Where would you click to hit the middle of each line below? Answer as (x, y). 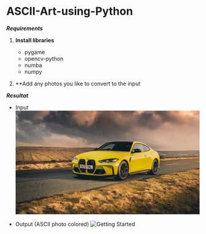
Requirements (25, 28)
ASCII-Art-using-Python (70, 11)
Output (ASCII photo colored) (52, 224)
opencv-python (44, 58)
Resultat (17, 95)
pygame (35, 52)
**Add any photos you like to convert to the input (78, 84)
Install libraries (35, 40)
